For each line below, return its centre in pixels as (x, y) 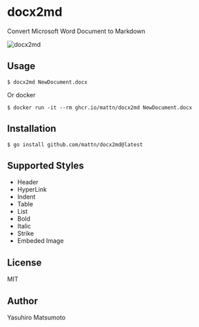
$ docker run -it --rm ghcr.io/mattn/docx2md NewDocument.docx (100, 108)
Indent (26, 197)
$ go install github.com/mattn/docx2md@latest (75, 145)
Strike (25, 234)
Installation (32, 129)
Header (28, 182)
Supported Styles (45, 165)
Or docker (21, 95)
